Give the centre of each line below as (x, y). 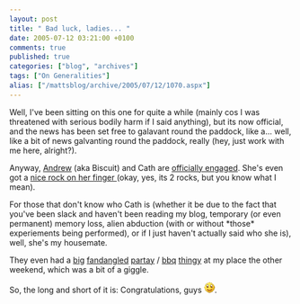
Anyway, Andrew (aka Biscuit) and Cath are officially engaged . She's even (146, 167)
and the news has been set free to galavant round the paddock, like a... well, (150, 131)
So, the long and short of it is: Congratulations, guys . (113, 290)
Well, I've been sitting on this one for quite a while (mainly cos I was (135, 112)
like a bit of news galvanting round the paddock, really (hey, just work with (147, 140)
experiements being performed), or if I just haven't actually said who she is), (150, 233)
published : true (40, 57)
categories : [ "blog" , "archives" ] (74, 67)
